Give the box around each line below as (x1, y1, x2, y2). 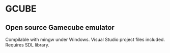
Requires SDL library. (5, 42, 49, 48)
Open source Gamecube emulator (5, 23, 115, 32)
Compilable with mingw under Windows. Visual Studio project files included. (5, 36, 165, 42)
